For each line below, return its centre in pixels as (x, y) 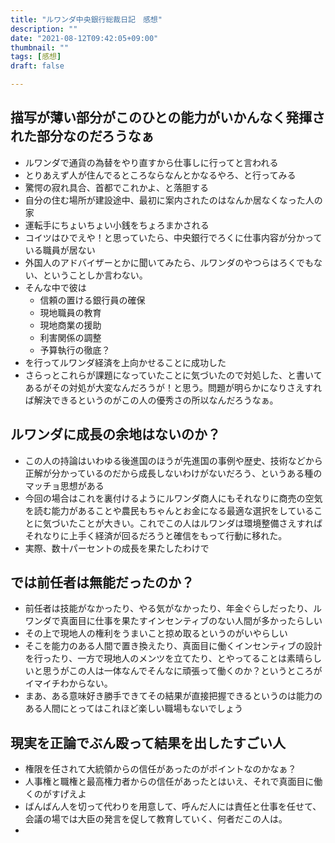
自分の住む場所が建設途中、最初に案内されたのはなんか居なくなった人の (173, 200)
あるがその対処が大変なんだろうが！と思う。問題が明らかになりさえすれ (173, 387)
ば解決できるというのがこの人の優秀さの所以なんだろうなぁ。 (151, 400)
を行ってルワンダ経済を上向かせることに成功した (125, 362)
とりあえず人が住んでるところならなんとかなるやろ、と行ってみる (160, 175)
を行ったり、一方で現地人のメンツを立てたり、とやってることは (155, 658)
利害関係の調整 (70, 337)
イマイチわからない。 (68, 683)
